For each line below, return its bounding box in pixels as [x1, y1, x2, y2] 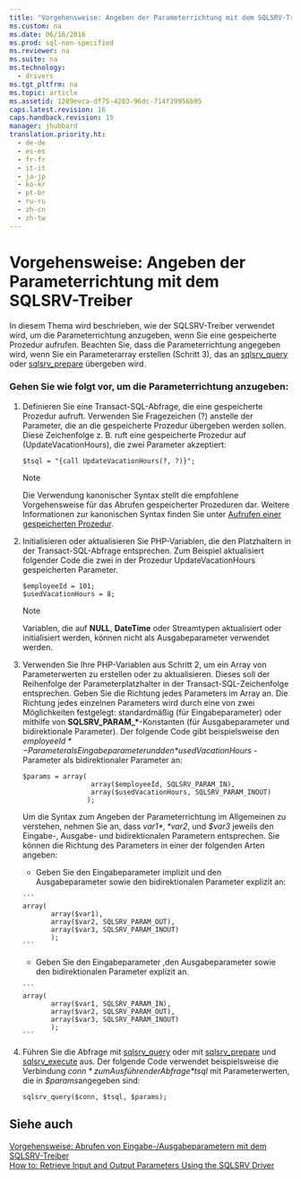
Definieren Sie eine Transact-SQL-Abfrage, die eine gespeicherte [21, 400, 263, 411]
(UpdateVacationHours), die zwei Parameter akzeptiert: [21, 439, 227, 450]
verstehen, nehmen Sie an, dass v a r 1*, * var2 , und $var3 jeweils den [21, 821, 275, 831]
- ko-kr [17, 180, 47, 189]
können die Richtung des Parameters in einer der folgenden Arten [21, 840, 265, 850]
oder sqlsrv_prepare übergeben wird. [9, 358, 146, 369]
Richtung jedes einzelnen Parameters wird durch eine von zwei [21, 697, 255, 708]
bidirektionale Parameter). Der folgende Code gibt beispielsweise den [21, 726, 279, 736]
